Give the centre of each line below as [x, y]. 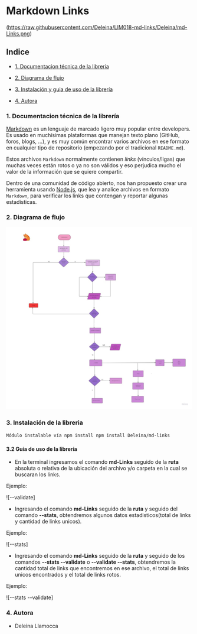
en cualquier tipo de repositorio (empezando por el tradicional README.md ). [96, 148]
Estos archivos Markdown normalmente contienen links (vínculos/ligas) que [96, 159]
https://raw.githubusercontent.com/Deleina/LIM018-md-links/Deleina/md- [98, 27]
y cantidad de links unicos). [48, 522]
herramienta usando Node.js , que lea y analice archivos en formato [88, 190]
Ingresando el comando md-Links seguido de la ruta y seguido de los [100, 556]
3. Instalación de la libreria [45, 422]
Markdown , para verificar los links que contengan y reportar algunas [87, 196]
